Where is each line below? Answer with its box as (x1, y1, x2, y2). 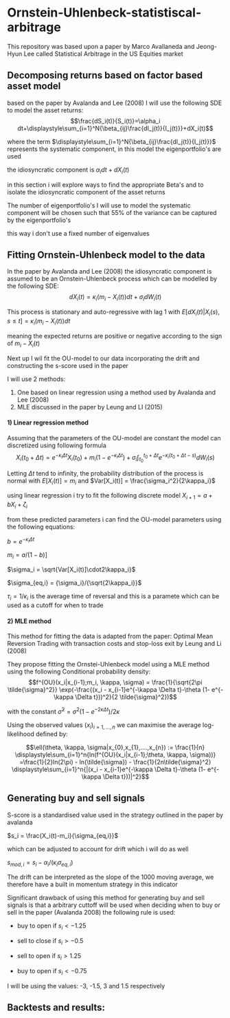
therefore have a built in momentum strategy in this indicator (7, 880, 179, 888)
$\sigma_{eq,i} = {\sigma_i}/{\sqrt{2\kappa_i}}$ (7, 579, 142, 587)
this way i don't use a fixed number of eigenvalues (7, 229, 150, 237)
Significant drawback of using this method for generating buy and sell (7, 894, 205, 902)
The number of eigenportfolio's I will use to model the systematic (7, 201, 191, 210)
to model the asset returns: (7, 105, 84, 114)
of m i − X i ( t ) (7, 339, 41, 349)
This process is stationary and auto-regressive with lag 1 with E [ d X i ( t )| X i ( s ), (7, 308, 220, 318)
